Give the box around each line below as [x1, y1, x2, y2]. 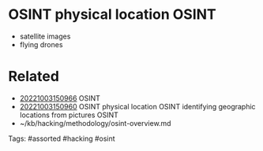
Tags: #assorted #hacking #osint [8, 134, 116, 143]
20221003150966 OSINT [19, 93, 101, 103]
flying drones [19, 39, 63, 49]
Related [8, 68, 59, 86]
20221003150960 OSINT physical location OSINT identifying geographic [19, 101, 256, 111]
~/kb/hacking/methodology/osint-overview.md [19, 118, 171, 127]
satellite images [19, 31, 71, 41]
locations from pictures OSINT [19, 110, 118, 120]
